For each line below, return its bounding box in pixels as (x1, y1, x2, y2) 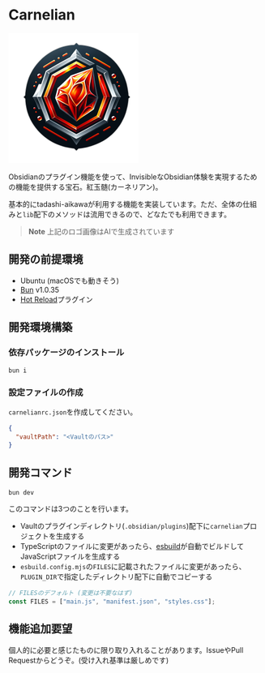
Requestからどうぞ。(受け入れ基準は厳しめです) (8, 655, 169, 665)
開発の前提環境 (8, 253, 83, 267)
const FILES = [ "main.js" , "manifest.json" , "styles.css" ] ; (8, 598, 216, 606)
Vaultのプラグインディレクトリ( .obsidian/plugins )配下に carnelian (19, 521, 243, 531)
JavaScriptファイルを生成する (19, 551, 121, 561)
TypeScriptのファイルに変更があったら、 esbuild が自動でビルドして (19, 542, 245, 551)
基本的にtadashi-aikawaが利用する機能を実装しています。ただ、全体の (8, 199, 243, 208)
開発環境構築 (8, 320, 73, 334)
